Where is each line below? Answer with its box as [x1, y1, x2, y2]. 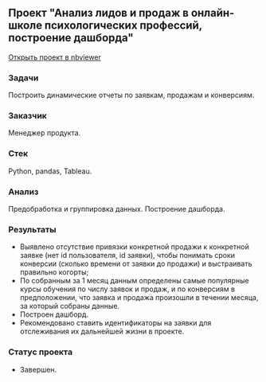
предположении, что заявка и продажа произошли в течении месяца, [19, 293, 259, 302]
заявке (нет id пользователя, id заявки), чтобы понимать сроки [19, 251, 236, 260]
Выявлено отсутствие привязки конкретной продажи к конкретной [19, 242, 249, 251]
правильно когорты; [19, 267, 89, 277]
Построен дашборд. [19, 310, 89, 319]
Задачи [8, 72, 39, 83]
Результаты [8, 224, 57, 235]
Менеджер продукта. [8, 128, 81, 138]
